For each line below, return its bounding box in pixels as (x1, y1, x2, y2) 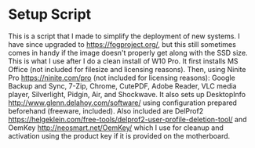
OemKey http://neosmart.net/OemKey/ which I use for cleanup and (8, 123, 224, 132)
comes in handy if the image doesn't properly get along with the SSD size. (8, 48, 249, 57)
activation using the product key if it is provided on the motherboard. (8, 131, 231, 140)
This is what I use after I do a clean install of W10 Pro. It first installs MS (8, 56, 239, 66)
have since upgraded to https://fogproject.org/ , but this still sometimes (8, 39, 237, 49)
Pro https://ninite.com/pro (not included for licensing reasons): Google (8, 73, 235, 82)
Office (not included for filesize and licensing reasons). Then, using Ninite (8, 64, 246, 74)
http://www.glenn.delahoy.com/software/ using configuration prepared (8, 98, 238, 107)
